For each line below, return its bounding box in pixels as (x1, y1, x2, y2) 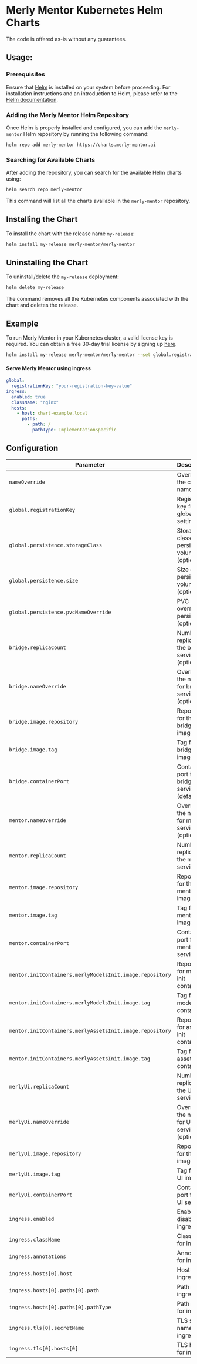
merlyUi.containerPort (9, 1191, 72, 1198)
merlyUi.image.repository (9, 1150, 81, 1157)
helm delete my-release (6, 285, 64, 291)
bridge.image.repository (9, 718, 79, 725)
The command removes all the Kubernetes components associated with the (6, 295, 189, 302)
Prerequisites (6, 70, 45, 78)
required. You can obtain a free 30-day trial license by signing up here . (6, 341, 177, 348)
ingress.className (9, 1236, 60, 1243)
